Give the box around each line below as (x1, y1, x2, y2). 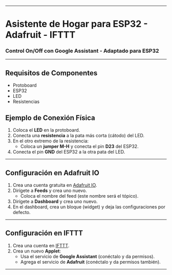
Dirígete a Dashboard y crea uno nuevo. (12, 198, 98, 204)
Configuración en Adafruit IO (5, 168, 100, 177)
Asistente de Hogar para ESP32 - (5, 18, 148, 30)
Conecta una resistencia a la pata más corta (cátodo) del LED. (12, 133, 145, 139)
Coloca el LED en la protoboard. (12, 127, 80, 133)
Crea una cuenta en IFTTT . (12, 242, 70, 248)
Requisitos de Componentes (5, 69, 98, 77)
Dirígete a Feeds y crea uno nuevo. (12, 187, 87, 194)
